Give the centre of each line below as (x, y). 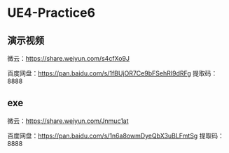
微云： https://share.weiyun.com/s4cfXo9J (69, 58)
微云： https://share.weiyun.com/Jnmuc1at (68, 121)
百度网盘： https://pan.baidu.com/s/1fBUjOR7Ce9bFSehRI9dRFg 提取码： (112, 73)
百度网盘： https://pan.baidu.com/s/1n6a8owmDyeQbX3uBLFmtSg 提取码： (116, 136)
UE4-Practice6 (51, 13)
